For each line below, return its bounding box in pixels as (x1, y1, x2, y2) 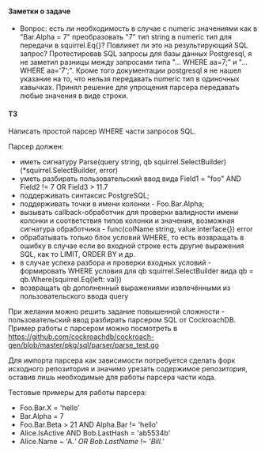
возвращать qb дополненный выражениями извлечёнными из (19, 283, 231, 292)
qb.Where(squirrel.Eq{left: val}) (19, 275, 123, 284)
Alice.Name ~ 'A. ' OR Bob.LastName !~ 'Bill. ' (19, 437, 165, 446)
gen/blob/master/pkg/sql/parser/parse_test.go (8, 341, 160, 350)
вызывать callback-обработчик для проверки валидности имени (19, 208, 239, 217)
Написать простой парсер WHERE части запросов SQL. (8, 126, 196, 136)
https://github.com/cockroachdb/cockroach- (8, 332, 155, 341)
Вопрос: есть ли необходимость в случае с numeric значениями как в (19, 24, 258, 33)
